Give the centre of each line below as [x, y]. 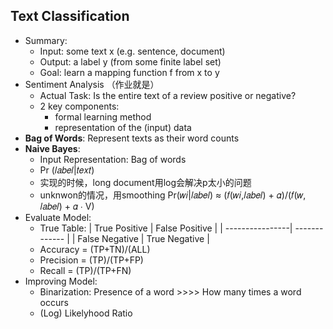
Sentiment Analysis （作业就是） [92, 84]
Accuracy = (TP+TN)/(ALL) [95, 249]
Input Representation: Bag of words [113, 159]
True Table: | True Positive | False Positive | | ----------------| [166, 228]
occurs [54, 302]
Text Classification [70, 16]
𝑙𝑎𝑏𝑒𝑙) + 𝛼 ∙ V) [67, 206]
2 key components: [79, 106]
